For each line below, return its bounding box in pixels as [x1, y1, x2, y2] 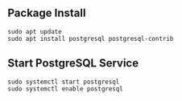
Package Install [7, 6, 86, 20]
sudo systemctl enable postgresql [7, 84, 124, 93]
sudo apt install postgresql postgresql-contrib [7, 34, 174, 42]
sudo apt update [7, 27, 62, 35]
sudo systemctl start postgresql [7, 78, 120, 86]
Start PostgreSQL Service [7, 56, 139, 71]
